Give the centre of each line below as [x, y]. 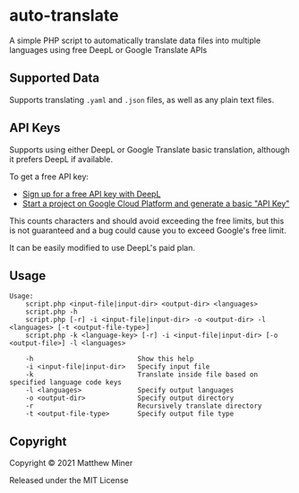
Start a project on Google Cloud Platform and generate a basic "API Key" [156, 203]
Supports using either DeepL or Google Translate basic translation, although [149, 150]
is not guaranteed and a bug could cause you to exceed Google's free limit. [148, 230]
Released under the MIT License [69, 480]
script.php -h [51, 312]
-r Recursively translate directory [144, 406]
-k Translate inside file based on [141, 375]
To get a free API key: [49, 177]
